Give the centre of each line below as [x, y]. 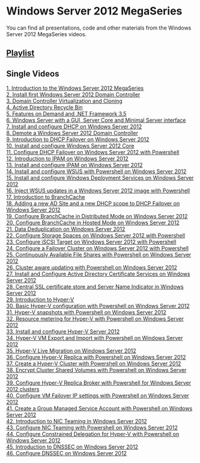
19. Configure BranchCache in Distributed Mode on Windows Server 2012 [97, 216]
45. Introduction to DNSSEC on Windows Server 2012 [72, 447]
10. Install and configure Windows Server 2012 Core [70, 146]
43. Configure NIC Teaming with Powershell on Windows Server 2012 [92, 428]
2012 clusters [23, 389]
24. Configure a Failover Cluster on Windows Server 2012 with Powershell [98, 248]
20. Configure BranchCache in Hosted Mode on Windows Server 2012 [93, 223]
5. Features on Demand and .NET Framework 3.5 [66, 114]
